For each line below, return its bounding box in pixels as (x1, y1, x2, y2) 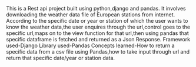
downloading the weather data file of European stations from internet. (6, 11, 175, 18)
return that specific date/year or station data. (6, 55, 115, 61)
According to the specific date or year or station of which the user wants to (6, 17, 188, 24)
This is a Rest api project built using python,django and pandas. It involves (6, 5, 187, 12)
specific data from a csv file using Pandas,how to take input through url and (6, 48, 190, 55)
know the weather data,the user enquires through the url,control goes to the (6, 23, 191, 30)
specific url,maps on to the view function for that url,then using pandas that (6, 30, 190, 37)
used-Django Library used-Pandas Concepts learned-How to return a (6, 42, 175, 49)
